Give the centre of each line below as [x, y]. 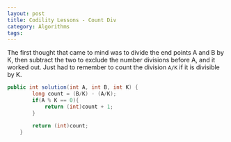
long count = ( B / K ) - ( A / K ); [74, 94]
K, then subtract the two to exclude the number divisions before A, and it [111, 60]
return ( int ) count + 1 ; [79, 107]
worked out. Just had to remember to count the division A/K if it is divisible [114, 67]
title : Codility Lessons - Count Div [62, 20]
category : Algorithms [39, 26]
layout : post [26, 14]
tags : [15, 33]
